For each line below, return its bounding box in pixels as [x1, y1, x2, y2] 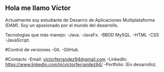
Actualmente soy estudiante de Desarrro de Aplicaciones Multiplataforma [5, 17, 155, 23]
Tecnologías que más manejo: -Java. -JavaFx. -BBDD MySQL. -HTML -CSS [5, 32, 160, 37]
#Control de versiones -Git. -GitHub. [5, 46, 79, 52]
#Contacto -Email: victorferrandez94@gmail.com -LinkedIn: [5, 56, 128, 62]
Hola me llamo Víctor [5, 4, 71, 12]
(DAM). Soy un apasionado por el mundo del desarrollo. [5, 22, 119, 28]
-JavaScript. [5, 37, 31, 43]
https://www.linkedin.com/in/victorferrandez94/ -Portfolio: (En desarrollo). [5, 61, 157, 67]
